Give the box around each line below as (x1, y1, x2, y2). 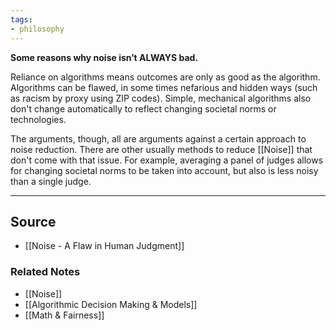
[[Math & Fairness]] (24, 309, 105, 321)
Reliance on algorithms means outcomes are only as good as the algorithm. (10, 71, 321, 83)
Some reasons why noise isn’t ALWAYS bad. (10, 51, 199, 63)
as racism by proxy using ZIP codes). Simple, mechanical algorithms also (10, 92, 312, 104)
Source (10, 213, 57, 230)
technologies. (10, 113, 67, 125)
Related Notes (10, 265, 81, 279)
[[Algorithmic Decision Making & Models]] (24, 298, 198, 310)
